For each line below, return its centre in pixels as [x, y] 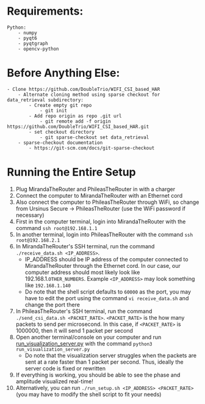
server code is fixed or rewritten [65, 368]
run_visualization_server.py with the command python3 [84, 344]
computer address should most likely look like [82, 272]
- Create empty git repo [60, 105]
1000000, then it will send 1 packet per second [74, 330]
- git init [53, 110]
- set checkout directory [62, 132]
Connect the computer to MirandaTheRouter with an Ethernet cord [99, 195]
